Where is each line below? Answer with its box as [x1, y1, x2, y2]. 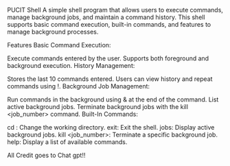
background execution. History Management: [7, 62, 135, 69]
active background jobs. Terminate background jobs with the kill [7, 103, 189, 110]
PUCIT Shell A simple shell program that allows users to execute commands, [7, 6, 223, 14]
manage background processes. [7, 27, 99, 36]
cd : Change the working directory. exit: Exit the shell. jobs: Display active [7, 123, 215, 131]
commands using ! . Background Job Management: [7, 82, 150, 90]
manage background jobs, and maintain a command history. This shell [7, 13, 205, 21]
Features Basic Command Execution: [7, 41, 111, 49]
